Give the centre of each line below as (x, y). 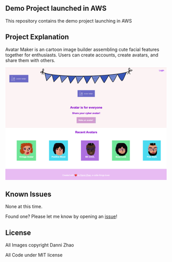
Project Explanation (37, 37)
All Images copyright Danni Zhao (40, 245)
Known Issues (28, 194)
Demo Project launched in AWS (56, 8)
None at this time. (24, 207)
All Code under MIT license (34, 255)
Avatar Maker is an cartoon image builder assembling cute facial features (82, 49)
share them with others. (30, 60)
